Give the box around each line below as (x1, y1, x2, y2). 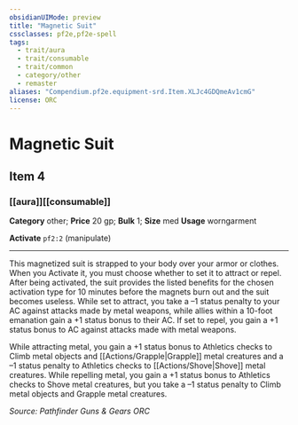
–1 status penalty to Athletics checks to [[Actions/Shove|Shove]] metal (9, 360, 266, 371)
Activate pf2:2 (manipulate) (9, 232, 112, 244)
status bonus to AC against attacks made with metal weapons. (9, 325, 237, 335)
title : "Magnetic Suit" (9, 21, 98, 30)
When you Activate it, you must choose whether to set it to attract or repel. (9, 268, 282, 279)
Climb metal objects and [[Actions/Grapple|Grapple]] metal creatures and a (9, 351, 284, 362)
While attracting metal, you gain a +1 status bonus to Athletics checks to (9, 342, 273, 352)
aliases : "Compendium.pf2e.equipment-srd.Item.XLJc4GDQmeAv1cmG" (9, 87, 255, 96)
